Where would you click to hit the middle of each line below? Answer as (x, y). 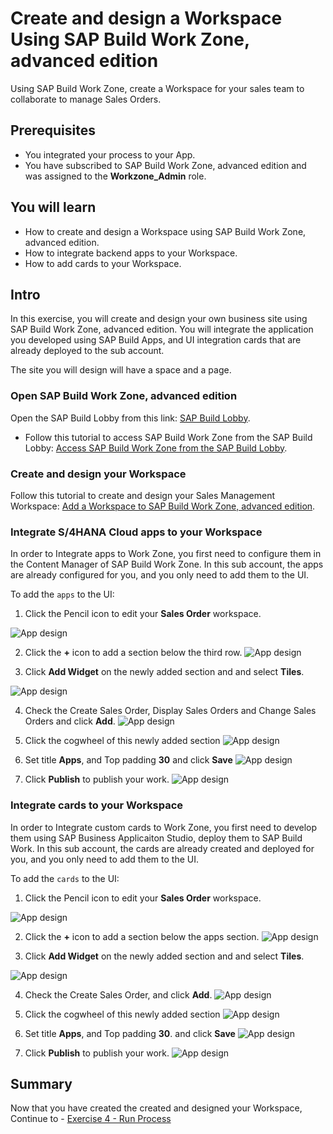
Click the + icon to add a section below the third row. (133, 653)
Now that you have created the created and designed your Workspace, (156, 1108)
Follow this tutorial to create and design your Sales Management (143, 495)
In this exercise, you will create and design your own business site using (159, 319)
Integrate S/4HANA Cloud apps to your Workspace (136, 532)
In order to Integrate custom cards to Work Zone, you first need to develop (164, 827)
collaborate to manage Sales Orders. (86, 99)
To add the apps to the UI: (62, 594)
